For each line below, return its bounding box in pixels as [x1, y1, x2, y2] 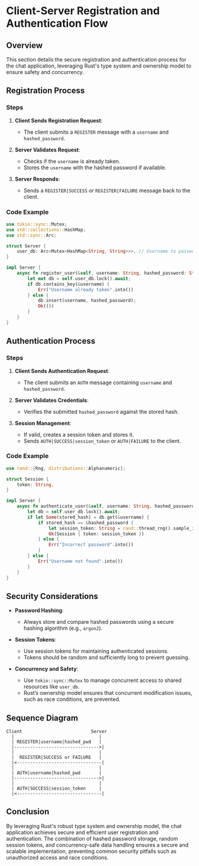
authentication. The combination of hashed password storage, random [6, 835, 178, 842]
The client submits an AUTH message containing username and [23, 379, 172, 386]
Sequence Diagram [6, 713, 78, 723]
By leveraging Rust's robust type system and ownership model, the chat [6, 822, 182, 829]
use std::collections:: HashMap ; [6, 227, 86, 233]
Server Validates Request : [14, 146, 81, 153]
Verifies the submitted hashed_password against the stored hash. [23, 408, 179, 415]
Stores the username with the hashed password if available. [23, 164, 167, 171]
